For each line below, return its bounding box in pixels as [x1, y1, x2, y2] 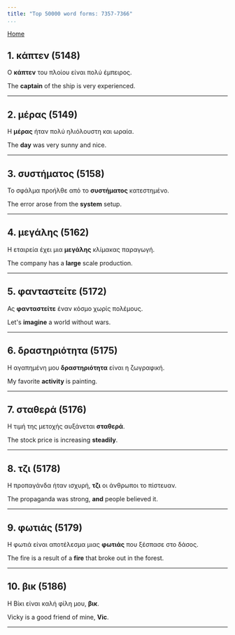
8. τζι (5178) [7, 463, 61, 475]
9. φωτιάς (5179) [7, 522, 83, 533]
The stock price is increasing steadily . [7, 435, 118, 445]
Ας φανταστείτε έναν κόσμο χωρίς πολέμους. [7, 304, 143, 312]
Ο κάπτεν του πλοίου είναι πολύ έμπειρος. [7, 68, 132, 77]
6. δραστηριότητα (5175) [7, 344, 118, 357]
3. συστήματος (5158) [7, 167, 105, 179]
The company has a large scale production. [7, 258, 133, 267]
